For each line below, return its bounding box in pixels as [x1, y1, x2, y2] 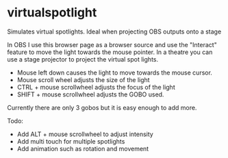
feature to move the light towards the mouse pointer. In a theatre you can [7, 48, 213, 56]
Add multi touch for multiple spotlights [16, 137, 125, 145]
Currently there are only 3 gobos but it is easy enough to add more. [7, 103, 197, 111]
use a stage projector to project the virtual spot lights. [7, 55, 159, 63]
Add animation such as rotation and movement [16, 144, 149, 153]
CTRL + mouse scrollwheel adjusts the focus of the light [16, 83, 176, 91]
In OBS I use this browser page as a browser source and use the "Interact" [7, 40, 217, 49]
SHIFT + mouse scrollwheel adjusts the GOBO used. [16, 90, 164, 98]
